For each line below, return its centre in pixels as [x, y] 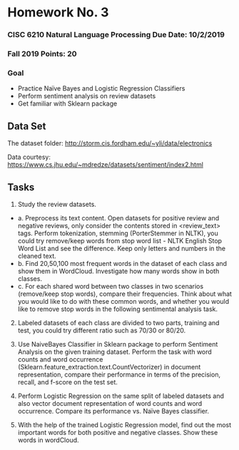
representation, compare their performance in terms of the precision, [119, 374]
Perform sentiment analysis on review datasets [87, 96]
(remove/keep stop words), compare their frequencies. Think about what [124, 294]
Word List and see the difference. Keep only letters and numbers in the [122, 248]
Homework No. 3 [58, 12]
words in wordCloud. [49, 440]
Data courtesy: [29, 157]
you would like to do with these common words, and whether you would [123, 301]
